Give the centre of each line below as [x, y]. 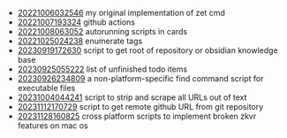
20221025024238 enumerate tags [80, 41]
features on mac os [53, 126]
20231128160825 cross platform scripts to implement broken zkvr [137, 116]
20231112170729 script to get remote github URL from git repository [140, 107]
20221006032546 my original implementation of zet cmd [121, 13]
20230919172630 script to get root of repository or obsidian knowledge [147, 50]
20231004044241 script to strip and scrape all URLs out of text [132, 97]
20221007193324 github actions [76, 22]
